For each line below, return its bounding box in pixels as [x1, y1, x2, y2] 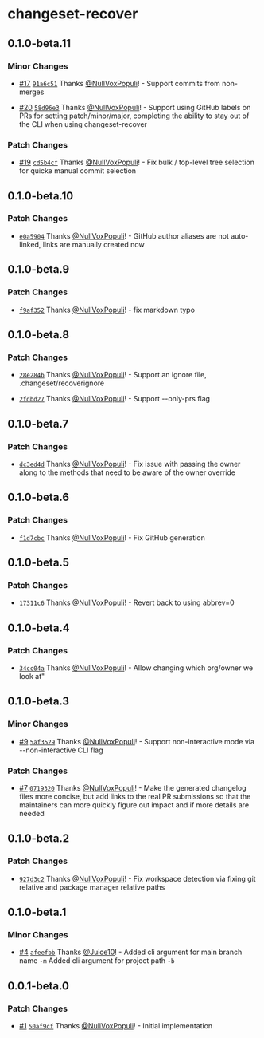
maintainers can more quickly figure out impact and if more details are [18, 799, 250, 810]
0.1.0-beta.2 [7, 831, 70, 846]
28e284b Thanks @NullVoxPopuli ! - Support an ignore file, [18, 370, 208, 380]
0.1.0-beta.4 [7, 621, 71, 634]
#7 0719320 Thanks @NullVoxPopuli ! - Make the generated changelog [18, 783, 247, 792]
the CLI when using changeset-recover [18, 119, 148, 128]
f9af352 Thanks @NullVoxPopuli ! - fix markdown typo [18, 305, 196, 314]
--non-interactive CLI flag [18, 745, 103, 755]
